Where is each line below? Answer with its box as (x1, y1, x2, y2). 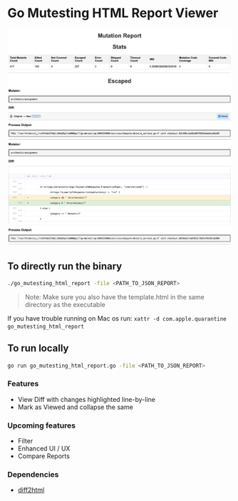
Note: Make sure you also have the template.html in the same (24, 292, 205, 301)
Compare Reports (17, 452, 70, 460)
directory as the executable (24, 300, 105, 309)
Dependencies (7, 470, 59, 480)
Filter (17, 437, 33, 445)
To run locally (7, 342, 69, 354)
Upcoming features (7, 420, 76, 430)
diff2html (17, 486, 45, 495)
